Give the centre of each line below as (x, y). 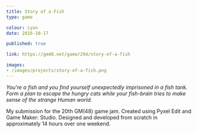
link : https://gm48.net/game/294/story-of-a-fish (68, 54)
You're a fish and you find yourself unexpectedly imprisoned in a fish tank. (97, 87)
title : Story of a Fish (35, 11)
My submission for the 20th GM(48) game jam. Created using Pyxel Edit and (99, 111)
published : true (26, 44)
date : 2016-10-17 (27, 33)
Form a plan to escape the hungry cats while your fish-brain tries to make (96, 93)
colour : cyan (22, 28)
